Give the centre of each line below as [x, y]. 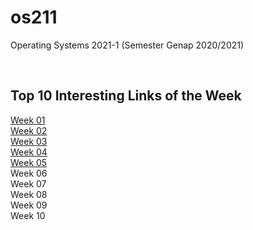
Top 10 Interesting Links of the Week [126, 96]
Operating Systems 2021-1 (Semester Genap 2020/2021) [127, 45]
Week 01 [28, 120]
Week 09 [29, 205]
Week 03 [29, 141]
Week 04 [29, 152]
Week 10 [28, 215]
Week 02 [29, 130]
